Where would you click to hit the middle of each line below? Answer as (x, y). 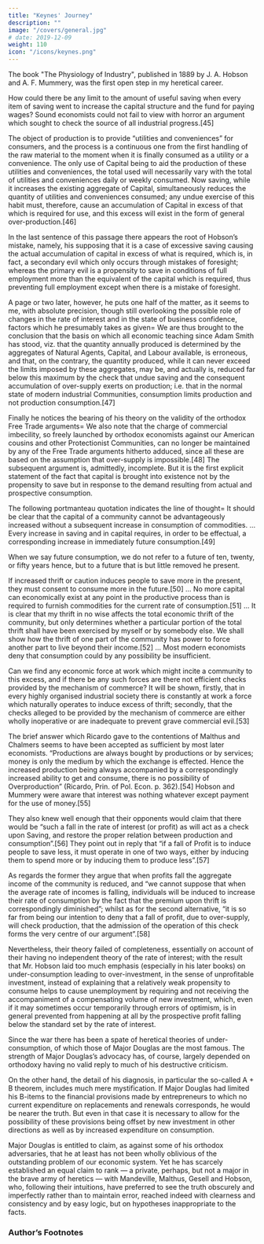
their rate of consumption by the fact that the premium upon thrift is (117, 900)
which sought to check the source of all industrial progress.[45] (111, 123)
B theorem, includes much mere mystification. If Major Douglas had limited (129, 1088)
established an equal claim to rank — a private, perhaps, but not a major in (128, 1170)
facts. (17, 1212)
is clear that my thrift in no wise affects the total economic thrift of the (121, 614)
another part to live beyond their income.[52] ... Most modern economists (127, 647)
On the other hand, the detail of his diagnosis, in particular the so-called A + (131, 1080)
